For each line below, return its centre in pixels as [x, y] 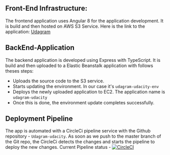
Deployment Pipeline [39, 119]
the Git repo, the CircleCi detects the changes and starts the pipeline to [80, 142]
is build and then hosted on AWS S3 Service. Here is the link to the [75, 26]
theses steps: [19, 71]
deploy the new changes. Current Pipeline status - [58, 147]
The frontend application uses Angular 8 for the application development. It [84, 20]
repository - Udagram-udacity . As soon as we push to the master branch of [83, 136]
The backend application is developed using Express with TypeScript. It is [83, 60]
